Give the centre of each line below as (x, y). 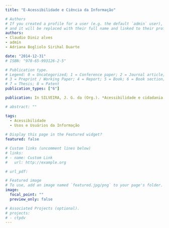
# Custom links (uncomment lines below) (48, 148)
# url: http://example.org (36, 162)
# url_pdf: (17, 172)
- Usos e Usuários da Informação (45, 125)
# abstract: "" (21, 107)
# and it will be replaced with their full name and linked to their (80, 28)
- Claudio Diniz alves (29, 38)
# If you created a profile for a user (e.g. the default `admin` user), (84, 24)
